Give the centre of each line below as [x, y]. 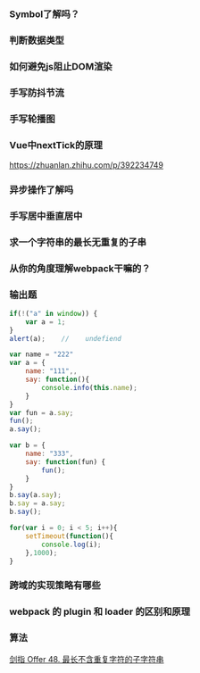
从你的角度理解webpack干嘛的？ [80, 268]
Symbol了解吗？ [45, 13]
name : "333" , [50, 454]
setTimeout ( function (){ [70, 536]
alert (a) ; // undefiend [66, 338]
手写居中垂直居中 [46, 216]
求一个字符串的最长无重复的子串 [78, 242]
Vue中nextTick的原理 [56, 145]
